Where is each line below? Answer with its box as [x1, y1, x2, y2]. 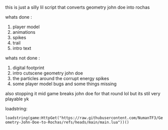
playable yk [5, 96, 29, 102]
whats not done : [5, 55, 40, 61]
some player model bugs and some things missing [12, 81, 117, 87]
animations [12, 29, 36, 35]
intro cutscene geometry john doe [12, 70, 83, 76]
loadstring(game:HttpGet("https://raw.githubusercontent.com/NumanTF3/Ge [5, 115, 163, 120]
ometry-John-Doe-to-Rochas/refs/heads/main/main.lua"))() [5, 120, 129, 125]
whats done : [5, 14, 32, 20]
